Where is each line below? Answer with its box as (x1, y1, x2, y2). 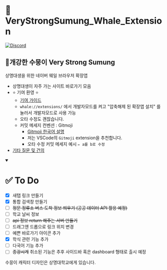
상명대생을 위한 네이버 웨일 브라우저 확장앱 (5, 72, 88, 78)
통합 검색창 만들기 (12, 198, 47, 204)
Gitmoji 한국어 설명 (27, 128, 65, 134)
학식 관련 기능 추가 (12, 236, 49, 242)
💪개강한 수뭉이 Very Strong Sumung (5, 58, 116, 67)
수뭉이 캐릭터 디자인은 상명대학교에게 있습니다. (5, 259, 96, 265)
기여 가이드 (19, 97, 41, 103)
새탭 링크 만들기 (12, 192, 43, 198)
